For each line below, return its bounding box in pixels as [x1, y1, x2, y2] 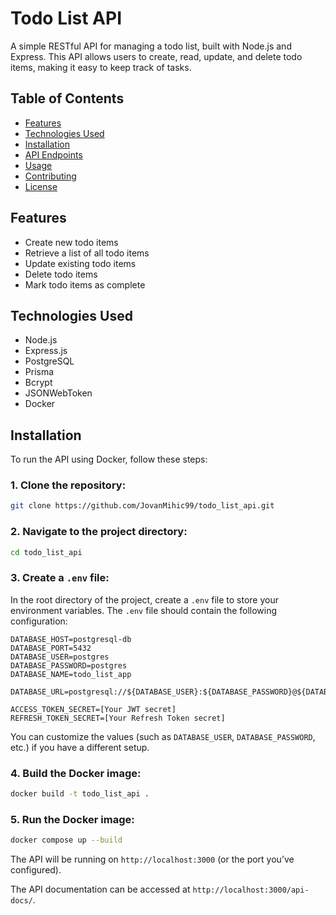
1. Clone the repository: [10, 478, 127, 492]
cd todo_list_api [10, 547, 83, 557]
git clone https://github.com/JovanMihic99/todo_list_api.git [10, 501, 275, 511]
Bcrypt [24, 377, 53, 389]
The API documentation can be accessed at [10, 883, 191, 896]
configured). [10, 864, 62, 876]
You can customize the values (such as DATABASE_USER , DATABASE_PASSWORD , [10, 730, 316, 742]
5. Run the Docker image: [10, 812, 135, 826]
